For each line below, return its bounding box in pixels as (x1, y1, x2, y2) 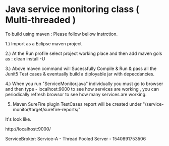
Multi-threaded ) (5, 14, 76, 26)
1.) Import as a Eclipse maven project (5, 40, 82, 46)
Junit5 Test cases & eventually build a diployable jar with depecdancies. (5, 70, 155, 77)
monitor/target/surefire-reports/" (12, 106, 81, 112)
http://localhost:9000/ (5, 126, 51, 132)
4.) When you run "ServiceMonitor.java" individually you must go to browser (5, 81, 163, 87)
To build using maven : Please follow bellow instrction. (5, 31, 118, 37)
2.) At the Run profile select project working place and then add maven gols (5, 50, 162, 56)
